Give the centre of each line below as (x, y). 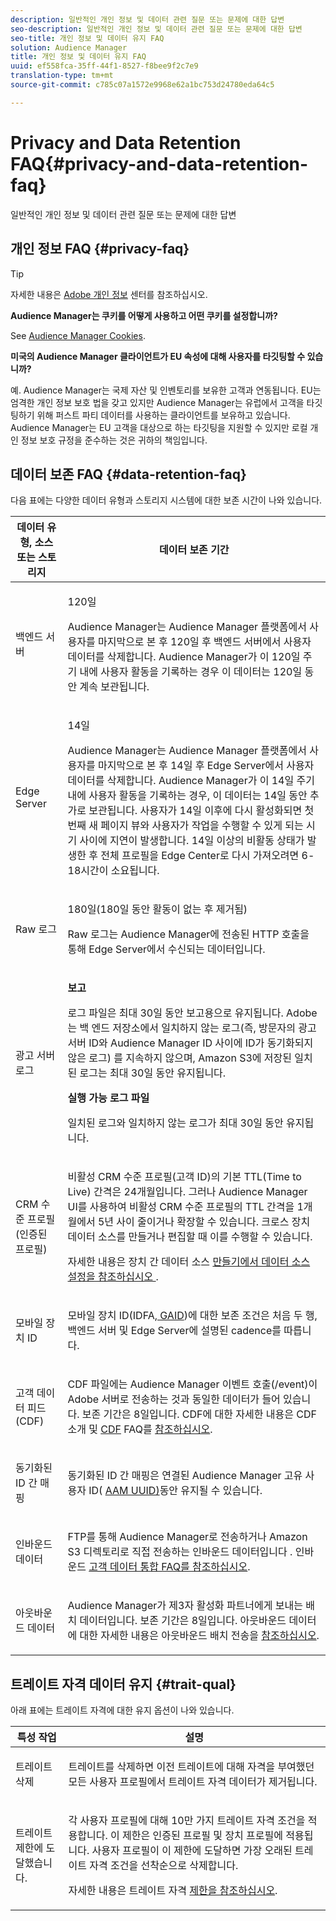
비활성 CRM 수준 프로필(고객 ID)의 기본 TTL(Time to (184, 1177)
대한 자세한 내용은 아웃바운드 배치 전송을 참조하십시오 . (199, 1636)
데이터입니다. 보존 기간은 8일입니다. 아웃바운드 (183, 1621)
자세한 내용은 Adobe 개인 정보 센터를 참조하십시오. (109, 294)
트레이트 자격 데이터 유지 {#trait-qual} (123, 1684)
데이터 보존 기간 (194, 550)
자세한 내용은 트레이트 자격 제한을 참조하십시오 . (173, 1891)
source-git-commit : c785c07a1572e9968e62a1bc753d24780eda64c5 (142, 85)
